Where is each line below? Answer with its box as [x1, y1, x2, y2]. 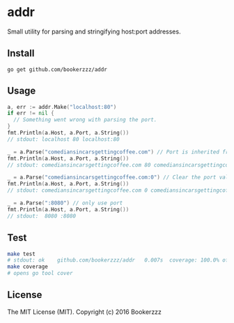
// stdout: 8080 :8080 [7, 212, 77, 220]
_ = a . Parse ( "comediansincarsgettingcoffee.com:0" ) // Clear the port [7, 174, 217, 181]
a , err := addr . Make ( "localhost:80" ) [7, 103, 117, 110]
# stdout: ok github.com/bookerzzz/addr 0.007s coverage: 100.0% [7, 257, 219, 264]
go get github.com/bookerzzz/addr [7, 66, 108, 73]
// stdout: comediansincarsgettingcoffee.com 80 [7, 161, 151, 168]
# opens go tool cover [7, 270, 73, 277]
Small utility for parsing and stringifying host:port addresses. [7, 27, 181, 36]
